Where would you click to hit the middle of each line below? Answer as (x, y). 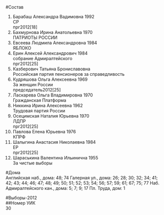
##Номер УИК (21, 203)
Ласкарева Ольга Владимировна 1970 (53, 95)
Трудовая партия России (39, 111)
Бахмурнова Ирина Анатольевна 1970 (53, 32)
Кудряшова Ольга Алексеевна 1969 (50, 79)
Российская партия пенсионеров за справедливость (69, 74)
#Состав (15, 7)
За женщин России (33, 85)
